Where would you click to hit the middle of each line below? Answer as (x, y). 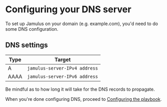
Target (63, 59)
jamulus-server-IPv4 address (63, 68)
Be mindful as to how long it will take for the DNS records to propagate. (80, 89)
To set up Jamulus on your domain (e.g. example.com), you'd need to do (82, 24)
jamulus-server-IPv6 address (63, 76)
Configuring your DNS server (68, 9)
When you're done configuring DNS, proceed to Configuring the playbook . (83, 99)
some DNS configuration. (32, 29)
